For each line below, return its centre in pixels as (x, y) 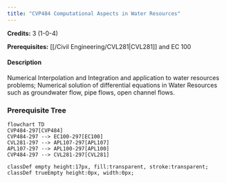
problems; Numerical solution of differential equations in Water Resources (112, 85)
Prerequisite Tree (37, 110)
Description (25, 62)
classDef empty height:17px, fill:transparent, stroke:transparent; (108, 167)
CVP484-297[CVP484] (35, 131)
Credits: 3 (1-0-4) (33, 33)
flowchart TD (26, 125)
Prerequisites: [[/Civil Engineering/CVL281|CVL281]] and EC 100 (99, 46)
